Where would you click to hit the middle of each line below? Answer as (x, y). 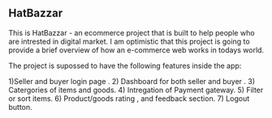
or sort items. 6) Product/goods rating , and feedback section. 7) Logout (129, 98)
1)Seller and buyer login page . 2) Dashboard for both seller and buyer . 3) (132, 81)
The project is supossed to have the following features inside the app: (125, 65)
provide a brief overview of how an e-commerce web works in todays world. (136, 50)
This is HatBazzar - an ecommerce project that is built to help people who (132, 32)
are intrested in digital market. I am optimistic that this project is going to (129, 41)
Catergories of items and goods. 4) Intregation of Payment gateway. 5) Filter (136, 90)
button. (20, 107)
